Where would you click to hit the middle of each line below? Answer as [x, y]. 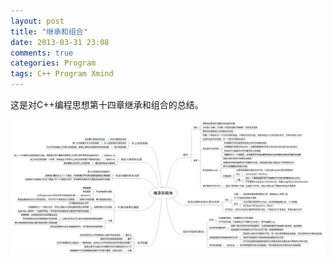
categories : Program [53, 63]
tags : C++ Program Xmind [62, 74]
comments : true [42, 53]
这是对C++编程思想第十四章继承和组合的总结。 [107, 104]
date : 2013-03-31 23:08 [60, 42]
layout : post [37, 21]
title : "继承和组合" [49, 31]
